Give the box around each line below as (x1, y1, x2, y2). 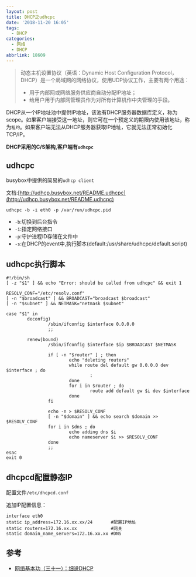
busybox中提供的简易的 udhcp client (6, 177, 95, 184)
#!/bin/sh (6, 275, 30, 281)
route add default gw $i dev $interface (90, 388, 190, 394)
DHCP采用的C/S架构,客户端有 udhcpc (6, 143, 94, 150)
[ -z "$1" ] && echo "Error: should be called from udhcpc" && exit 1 (6, 280, 182, 286)
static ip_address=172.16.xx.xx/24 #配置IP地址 (6, 519, 136, 525)
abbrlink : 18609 (6, 52, 46, 58)
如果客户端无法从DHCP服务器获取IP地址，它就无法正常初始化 (25, 123, 173, 130)
